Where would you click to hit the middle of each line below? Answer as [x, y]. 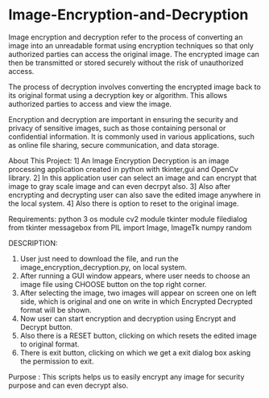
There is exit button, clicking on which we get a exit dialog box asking [135, 352]
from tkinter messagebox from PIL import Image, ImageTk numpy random [130, 228]
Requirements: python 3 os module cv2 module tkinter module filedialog [128, 219]
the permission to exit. [57, 361]
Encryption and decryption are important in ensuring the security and [123, 119]
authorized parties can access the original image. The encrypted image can [134, 54]
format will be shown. [56, 310]
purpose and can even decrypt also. [68, 385]
